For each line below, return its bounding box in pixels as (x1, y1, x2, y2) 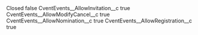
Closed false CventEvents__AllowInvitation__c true (6, 5, 131, 11)
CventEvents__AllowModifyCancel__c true (6, 11, 110, 18)
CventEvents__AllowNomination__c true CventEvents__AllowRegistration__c (6, 17, 193, 24)
